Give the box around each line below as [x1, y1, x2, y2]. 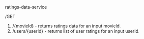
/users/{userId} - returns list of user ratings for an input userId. [12, 28, 140, 34]
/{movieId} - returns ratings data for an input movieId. [12, 23, 121, 29]
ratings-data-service [5, 4, 47, 10]
